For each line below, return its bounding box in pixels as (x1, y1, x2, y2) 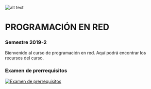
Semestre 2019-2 (5, 39, 47, 46)
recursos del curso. (5, 55, 44, 61)
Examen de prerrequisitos (5, 67, 67, 74)
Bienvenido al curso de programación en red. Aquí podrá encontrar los (5, 50, 146, 56)
